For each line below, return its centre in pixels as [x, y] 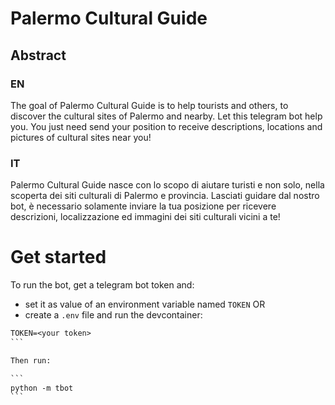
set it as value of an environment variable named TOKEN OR [145, 304]
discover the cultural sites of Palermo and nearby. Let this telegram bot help [166, 116]
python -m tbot [42, 388]
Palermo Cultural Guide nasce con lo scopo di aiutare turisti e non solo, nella [167, 185]
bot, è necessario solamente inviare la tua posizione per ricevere [143, 206]
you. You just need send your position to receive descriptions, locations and [166, 126]
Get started [58, 257]
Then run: [31, 360]
